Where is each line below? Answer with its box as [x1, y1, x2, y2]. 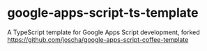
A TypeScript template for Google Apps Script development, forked [7, 28, 200, 36]
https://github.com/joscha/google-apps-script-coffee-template [7, 35, 189, 43]
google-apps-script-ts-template [7, 5, 199, 21]
